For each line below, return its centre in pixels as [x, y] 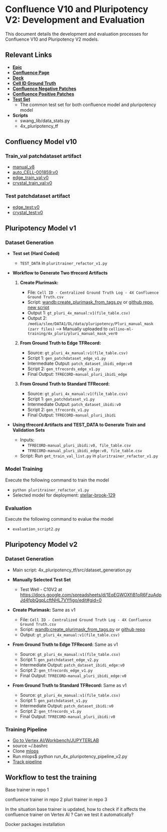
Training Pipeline [26, 729]
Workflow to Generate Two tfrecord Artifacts [60, 273]
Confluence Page [31, 72]
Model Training [24, 469]
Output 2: [37, 318]
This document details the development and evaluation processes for [77, 34]
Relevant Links [29, 55]
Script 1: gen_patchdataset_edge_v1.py [67, 358]
